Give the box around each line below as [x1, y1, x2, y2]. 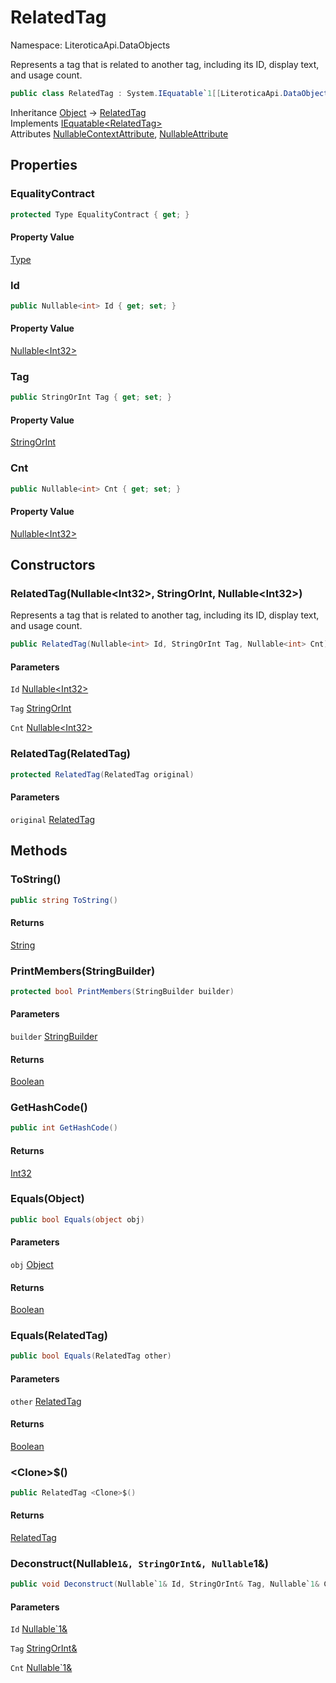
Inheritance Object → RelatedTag [10, 106, 147, 118]
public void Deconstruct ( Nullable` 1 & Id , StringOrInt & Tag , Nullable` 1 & [10, 1579, 320, 1590]
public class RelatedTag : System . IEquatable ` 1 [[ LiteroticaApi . [10, 88, 284, 98]
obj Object [10, 1258, 54, 1270]
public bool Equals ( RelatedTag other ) [10, 1351, 172, 1361]
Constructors [10, 557, 96, 574]
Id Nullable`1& [10, 1623, 68, 1635]
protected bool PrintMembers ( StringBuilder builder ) [10, 986, 235, 996]
